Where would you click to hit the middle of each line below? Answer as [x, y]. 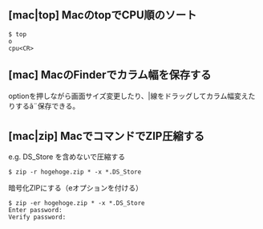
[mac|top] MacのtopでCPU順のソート [103, 15]
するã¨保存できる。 [47, 106]
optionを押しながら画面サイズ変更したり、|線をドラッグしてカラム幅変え [128, 96]
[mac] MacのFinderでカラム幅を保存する [110, 75]
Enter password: [35, 211]
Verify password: [37, 217]
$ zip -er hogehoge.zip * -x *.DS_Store [77, 203]
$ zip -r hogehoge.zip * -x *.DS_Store [75, 172]
